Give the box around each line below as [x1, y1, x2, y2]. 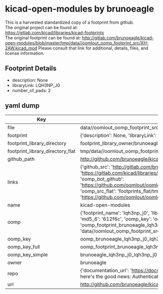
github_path [7, 155, 35, 162]
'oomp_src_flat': [80, 187, 116, 194]
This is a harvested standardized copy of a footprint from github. [5, 19, 134, 25]
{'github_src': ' [80, 163, 113, 170]
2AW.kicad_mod [5, 45, 37, 51]
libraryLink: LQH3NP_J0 [12, 82, 60, 88]
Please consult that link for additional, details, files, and [38, 45, 149, 51]
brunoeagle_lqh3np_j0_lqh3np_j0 [80, 251, 158, 258]
